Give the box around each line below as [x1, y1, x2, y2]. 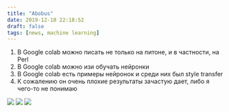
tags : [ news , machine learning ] [7, 29, 99, 36]
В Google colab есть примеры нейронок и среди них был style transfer [16, 70, 224, 78]
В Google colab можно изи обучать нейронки [16, 63, 149, 71]
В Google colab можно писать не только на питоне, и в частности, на [16, 48, 219, 56]
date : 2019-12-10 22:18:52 [7, 16, 84, 23]
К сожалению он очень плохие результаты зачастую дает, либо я [16, 77, 210, 86]
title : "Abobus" [7, 10, 53, 17]
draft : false [7, 23, 45, 30]
